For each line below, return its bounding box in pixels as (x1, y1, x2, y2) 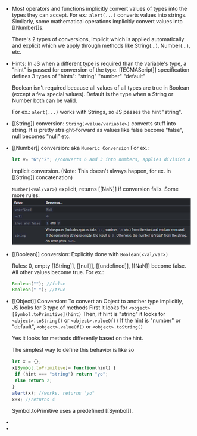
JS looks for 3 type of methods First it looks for (11, 304, 128, 311)
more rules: (11, 191, 40, 199)
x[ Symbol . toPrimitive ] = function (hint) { (11, 365, 117, 371)
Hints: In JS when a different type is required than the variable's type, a (11, 60, 187, 67)
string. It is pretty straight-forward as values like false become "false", (11, 127, 184, 133)
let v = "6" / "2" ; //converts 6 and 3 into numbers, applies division (11, 156, 186, 162)
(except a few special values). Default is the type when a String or (11, 91, 174, 97)
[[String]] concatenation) (11, 173, 73, 181)
